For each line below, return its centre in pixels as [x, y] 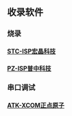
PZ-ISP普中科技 [29, 68]
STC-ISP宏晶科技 [32, 51]
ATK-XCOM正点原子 [36, 106]
